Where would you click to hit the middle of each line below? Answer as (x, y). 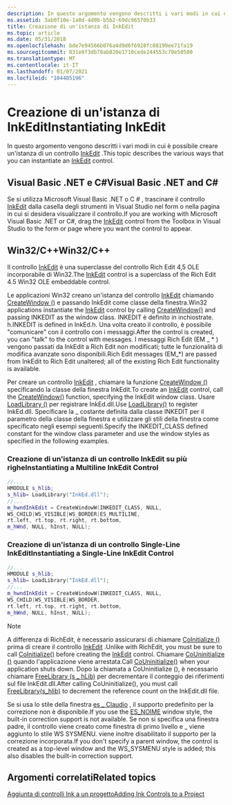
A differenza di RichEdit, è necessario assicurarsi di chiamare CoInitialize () (114, 639)
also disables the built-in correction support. (70, 756)
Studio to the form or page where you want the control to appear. (100, 228)
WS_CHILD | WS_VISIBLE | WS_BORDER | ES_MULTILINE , (74, 514)
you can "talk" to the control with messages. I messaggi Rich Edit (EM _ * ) (113, 339)
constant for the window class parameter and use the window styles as (108, 433)
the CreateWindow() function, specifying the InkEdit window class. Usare (111, 397)
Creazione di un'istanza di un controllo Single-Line (94, 545)
